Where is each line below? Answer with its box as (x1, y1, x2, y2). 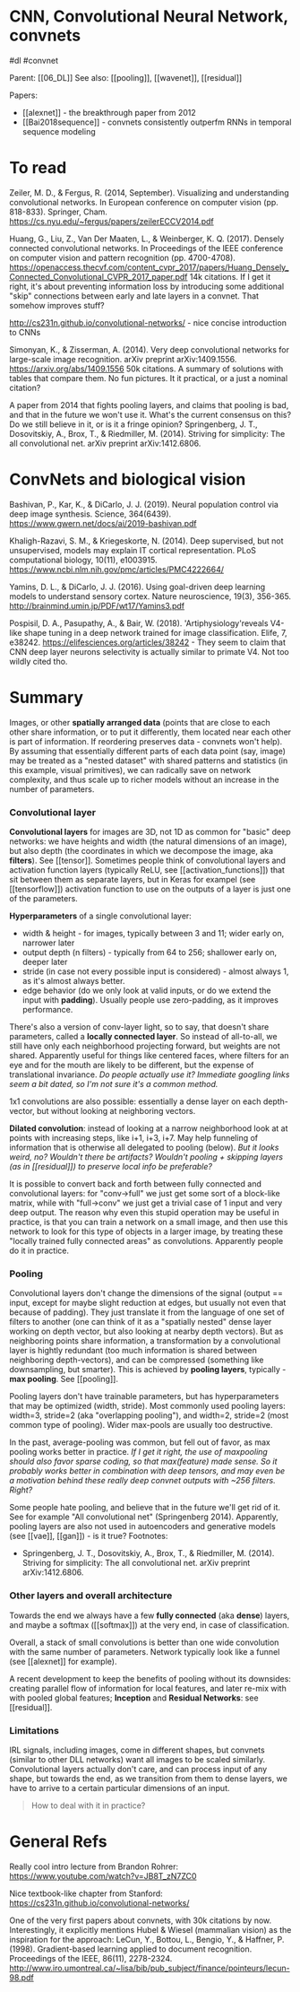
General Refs (9, 1831, 107, 1852)
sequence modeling (21, 126, 96, 136)
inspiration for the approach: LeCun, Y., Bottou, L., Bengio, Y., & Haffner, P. (9, 1934, 285, 1944)
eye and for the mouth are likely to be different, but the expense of (9, 1060, 254, 1071)
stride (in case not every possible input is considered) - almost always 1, (21, 966, 289, 977)
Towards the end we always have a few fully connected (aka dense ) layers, (9, 1610, 290, 1621)
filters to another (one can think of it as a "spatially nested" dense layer (9, 1317, 272, 1327)
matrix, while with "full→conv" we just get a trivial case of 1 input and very (9, 1197, 283, 1208)
